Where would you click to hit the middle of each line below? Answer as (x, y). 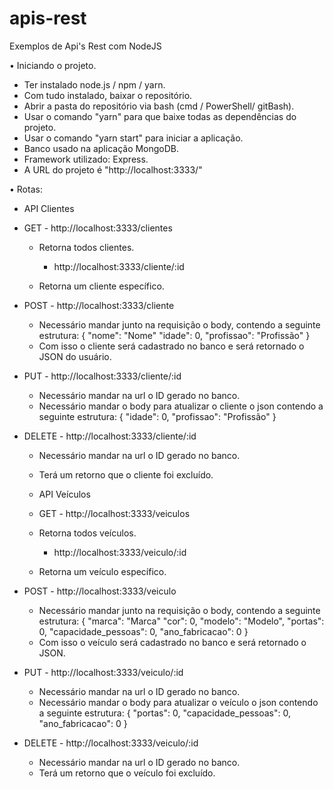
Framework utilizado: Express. (86, 159)
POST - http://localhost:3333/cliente (99, 305)
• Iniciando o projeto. (53, 65)
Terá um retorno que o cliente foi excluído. (126, 474)
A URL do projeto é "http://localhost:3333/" (113, 169)
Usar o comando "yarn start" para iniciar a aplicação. (133, 138)
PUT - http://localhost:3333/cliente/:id (102, 376)
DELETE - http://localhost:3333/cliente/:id (110, 436)
